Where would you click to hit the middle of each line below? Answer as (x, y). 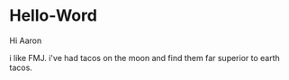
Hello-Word (53, 16)
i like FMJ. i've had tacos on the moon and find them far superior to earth (145, 58)
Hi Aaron (26, 40)
